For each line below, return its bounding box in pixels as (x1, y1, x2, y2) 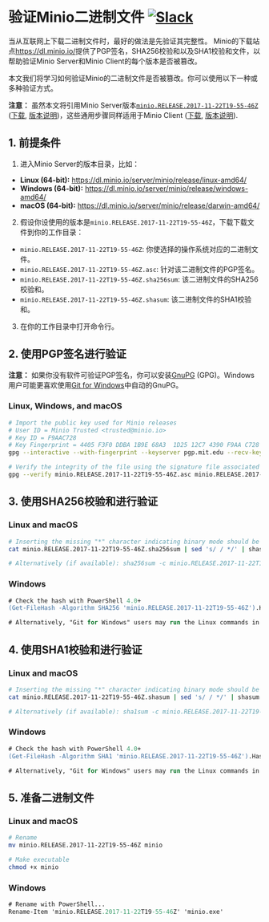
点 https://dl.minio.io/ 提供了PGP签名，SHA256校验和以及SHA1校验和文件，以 (8, 46, 261, 55)
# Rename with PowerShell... (8, 900, 106, 908)
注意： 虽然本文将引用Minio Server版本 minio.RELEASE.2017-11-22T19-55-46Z (8, 100, 259, 110)
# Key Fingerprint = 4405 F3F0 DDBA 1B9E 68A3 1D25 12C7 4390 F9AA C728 (8, 441, 260, 449)
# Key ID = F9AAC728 (8, 433, 78, 442)
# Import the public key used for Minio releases (8, 419, 178, 427)
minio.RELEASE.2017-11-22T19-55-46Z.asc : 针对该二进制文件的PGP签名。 (19, 264, 259, 274)
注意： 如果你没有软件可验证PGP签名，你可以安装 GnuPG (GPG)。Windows (8, 370, 255, 380)
